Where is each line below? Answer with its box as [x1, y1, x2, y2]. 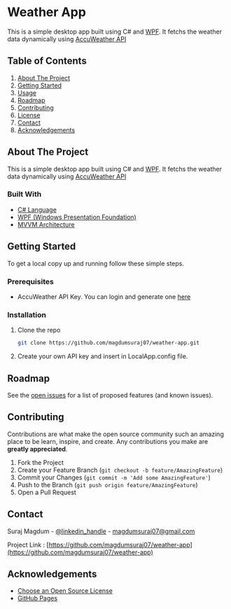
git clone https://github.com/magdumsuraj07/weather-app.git [17, 339, 200, 346]
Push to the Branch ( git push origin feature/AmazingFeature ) [17, 480, 198, 489]
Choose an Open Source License [17, 587, 113, 595]
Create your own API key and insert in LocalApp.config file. [17, 352, 188, 360]
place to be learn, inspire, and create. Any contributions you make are [7, 437, 209, 445]
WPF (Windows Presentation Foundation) [17, 213, 136, 221]
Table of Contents [7, 55, 87, 67]
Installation [7, 309, 47, 319]
